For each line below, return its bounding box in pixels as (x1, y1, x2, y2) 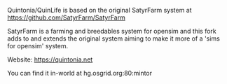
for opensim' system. (7, 42, 69, 50)
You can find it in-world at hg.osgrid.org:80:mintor (7, 69, 153, 77)
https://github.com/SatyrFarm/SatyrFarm (7, 13, 126, 22)
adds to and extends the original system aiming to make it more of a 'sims (7, 34, 221, 43)
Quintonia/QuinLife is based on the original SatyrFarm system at (7, 6, 192, 14)
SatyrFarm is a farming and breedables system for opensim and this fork (7, 27, 217, 35)
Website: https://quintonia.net (7, 55, 93, 64)
